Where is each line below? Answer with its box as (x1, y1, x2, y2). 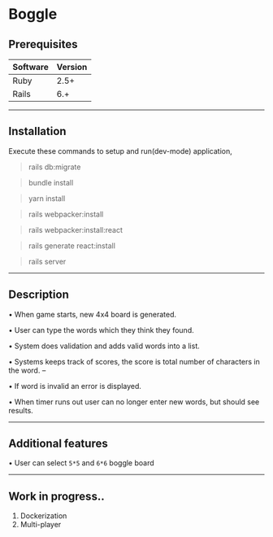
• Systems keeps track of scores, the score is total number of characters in (8, 356, 260, 366)
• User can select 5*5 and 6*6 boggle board (8, 458, 154, 468)
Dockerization (19, 511, 67, 521)
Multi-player (19, 520, 62, 530)
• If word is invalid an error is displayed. (8, 381, 142, 391)
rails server (28, 256, 67, 266)
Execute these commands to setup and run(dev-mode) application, (8, 146, 233, 155)
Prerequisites (8, 37, 78, 51)
